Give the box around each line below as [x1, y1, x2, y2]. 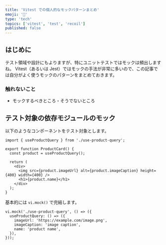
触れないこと [5, 85, 36, 92]
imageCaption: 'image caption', [14, 222, 81, 228]
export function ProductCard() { [5, 147, 74, 152]
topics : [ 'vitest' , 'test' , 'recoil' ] [5, 21, 85, 26]
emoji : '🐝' [5, 12, 28, 17]
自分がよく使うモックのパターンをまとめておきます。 [9, 72, 117, 78]
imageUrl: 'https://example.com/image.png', [14, 218, 108, 223]
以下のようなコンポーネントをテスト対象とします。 [5, 128, 109, 134]
